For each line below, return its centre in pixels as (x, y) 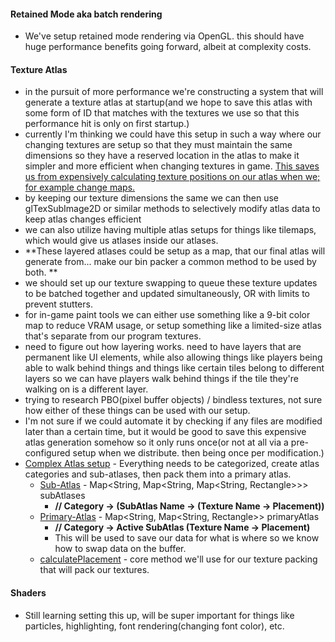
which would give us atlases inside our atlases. (121, 241)
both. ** (41, 272)
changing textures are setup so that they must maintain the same (158, 145)
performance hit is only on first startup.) (107, 124)
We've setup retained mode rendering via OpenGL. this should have (164, 36)
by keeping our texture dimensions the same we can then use (152, 198)
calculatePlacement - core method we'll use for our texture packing (178, 559)
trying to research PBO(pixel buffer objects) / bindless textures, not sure (173, 400)
